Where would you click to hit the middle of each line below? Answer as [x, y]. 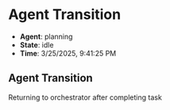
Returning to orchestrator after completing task [85, 97]
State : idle [37, 44]
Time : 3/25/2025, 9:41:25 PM [68, 53]
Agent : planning [46, 36]
